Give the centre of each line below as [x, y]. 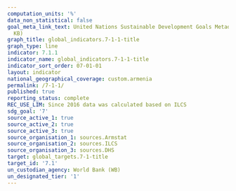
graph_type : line [33, 46]
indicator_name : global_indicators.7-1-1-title [78, 59]
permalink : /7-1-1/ [36, 85]
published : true [31, 92]
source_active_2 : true [40, 124]
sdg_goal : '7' [28, 111]
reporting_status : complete [48, 99]
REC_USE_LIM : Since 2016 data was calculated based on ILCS [97, 105]
